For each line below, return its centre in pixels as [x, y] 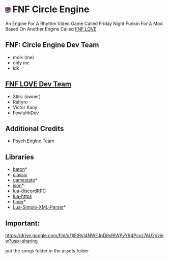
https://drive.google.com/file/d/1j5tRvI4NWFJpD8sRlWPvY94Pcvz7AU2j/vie [84, 235]
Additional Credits [35, 128]
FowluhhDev [26, 113]
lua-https [22, 196]
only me [21, 63]
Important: [22, 223]
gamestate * [25, 180]
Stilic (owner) [26, 96]
